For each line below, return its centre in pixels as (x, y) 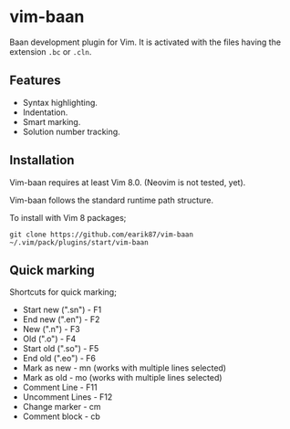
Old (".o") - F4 (49, 339)
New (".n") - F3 (51, 330)
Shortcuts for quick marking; (63, 292)
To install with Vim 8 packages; (68, 217)
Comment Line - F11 (60, 387)
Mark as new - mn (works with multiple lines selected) (124, 368)
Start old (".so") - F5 (61, 349)
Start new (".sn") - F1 (62, 310)
